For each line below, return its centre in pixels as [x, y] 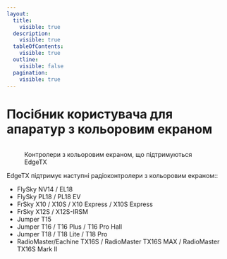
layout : [18, 14]
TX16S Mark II [37, 249]
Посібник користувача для [90, 114]
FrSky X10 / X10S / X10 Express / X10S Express [85, 204]
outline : [26, 60]
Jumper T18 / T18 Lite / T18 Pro [62, 234]
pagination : [31, 72]
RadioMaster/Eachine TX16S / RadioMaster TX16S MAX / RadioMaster [118, 242]
